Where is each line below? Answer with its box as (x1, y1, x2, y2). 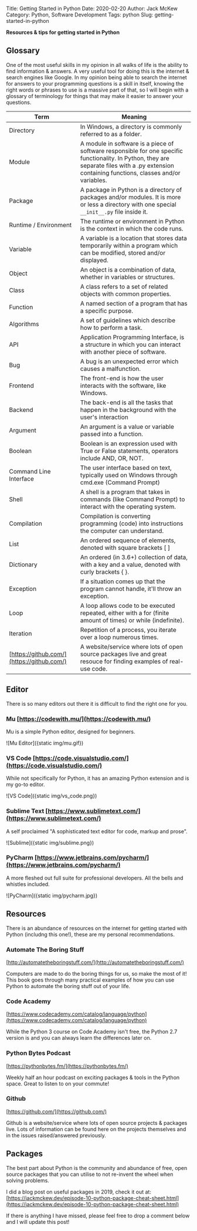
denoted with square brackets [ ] (80, 543, 171, 552)
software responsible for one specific (80, 147, 184, 155)
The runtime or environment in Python (80, 217, 185, 225)
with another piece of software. (80, 347, 167, 356)
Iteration (9, 629, 32, 637)
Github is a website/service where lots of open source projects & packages (6, 1119, 188, 1126)
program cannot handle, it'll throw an (80, 584, 182, 593)
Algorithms (9, 320, 39, 328)
